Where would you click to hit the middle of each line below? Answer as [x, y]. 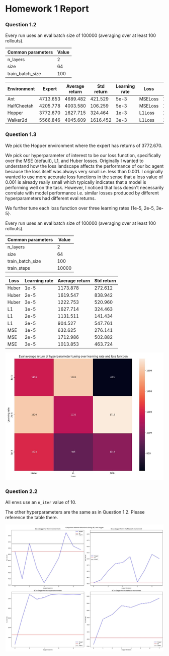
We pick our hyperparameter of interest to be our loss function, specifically [83, 155]
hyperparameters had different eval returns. [51, 198]
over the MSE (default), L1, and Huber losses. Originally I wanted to [74, 161]
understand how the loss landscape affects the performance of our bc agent [84, 166]
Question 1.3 [21, 134]
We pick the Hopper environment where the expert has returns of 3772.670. [84, 145]
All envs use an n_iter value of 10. [41, 502]
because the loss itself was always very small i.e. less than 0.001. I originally [84, 171]
